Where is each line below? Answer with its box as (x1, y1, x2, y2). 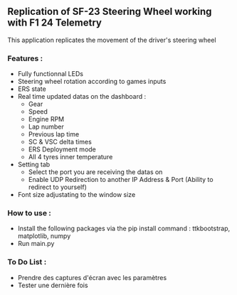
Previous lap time (28, 130, 80, 139)
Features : (7, 53, 43, 63)
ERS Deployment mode (28, 145, 96, 154)
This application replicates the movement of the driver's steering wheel (7, 36, 216, 44)
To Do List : (7, 257, 47, 267)
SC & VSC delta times (28, 138, 93, 146)
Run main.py (17, 240, 55, 248)
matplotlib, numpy (17, 232, 71, 240)
